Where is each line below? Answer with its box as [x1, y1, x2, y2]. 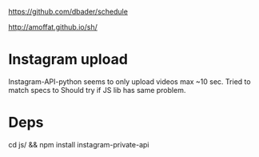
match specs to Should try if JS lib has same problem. [8, 85, 186, 95]
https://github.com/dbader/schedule [8, 7, 128, 16]
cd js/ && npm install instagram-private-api [8, 139, 149, 149]
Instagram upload [8, 50, 128, 69]
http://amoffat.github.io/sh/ [8, 22, 98, 31]
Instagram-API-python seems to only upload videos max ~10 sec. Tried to [8, 76, 251, 87]
